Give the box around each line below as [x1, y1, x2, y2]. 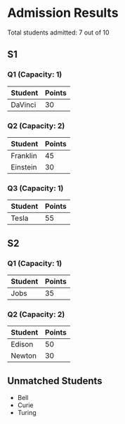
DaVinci [11, 100, 37, 110]
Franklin [11, 150, 37, 160]
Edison [11, 340, 34, 349]
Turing [17, 409, 37, 417]
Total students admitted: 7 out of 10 [7, 28, 110, 37]
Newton [11, 351, 37, 361]
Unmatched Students [7, 375, 103, 387]
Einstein [11, 162, 37, 172]
